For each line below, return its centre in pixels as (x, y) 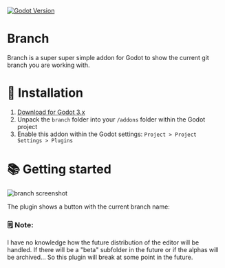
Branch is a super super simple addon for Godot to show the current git (108, 57)
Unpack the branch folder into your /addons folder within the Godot (111, 119)
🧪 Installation (45, 93)
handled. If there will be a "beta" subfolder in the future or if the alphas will (113, 250)
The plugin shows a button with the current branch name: (88, 207)
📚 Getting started (59, 170)
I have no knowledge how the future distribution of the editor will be (103, 242)
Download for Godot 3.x (51, 112)
